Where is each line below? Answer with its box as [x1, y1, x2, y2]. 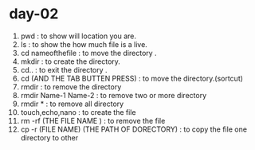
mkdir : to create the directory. [20, 57, 120, 66]
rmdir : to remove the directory [20, 81, 122, 92]
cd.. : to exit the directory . [20, 65, 108, 74]
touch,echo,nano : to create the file [20, 107, 136, 116]
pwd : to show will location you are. [20, 31, 137, 41]
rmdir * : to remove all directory [20, 99, 124, 109]
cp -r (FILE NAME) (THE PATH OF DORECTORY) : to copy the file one [20, 124, 248, 134]
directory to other [20, 132, 79, 142]
